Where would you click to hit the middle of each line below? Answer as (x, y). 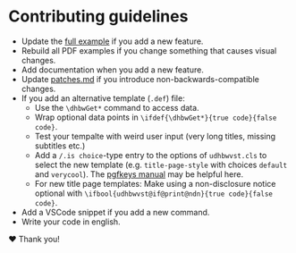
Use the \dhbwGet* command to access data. (117, 107)
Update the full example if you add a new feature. (112, 41)
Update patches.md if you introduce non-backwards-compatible (140, 79)
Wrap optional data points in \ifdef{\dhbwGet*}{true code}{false (156, 117)
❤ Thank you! (34, 239)
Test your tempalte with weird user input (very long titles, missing (155, 136)
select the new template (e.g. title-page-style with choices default (161, 164)
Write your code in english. (71, 222)
